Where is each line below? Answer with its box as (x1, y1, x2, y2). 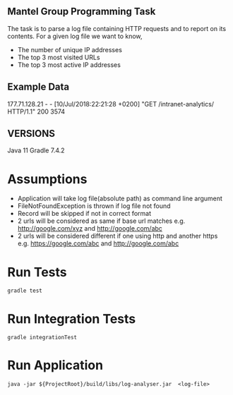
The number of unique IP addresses (17, 45, 122, 54)
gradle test (7, 287, 42, 295)
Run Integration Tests (7, 310, 136, 327)
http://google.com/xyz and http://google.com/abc (17, 224, 162, 233)
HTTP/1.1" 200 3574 (7, 107, 66, 116)
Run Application (7, 358, 104, 373)
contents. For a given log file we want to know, (7, 32, 143, 40)
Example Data (7, 81, 70, 93)
